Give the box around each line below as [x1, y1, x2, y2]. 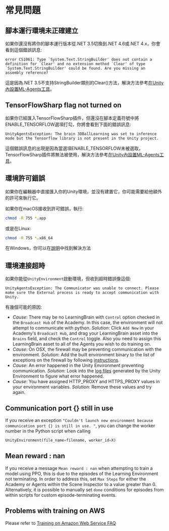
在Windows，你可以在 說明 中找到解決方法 [5, 245, 91, 251]
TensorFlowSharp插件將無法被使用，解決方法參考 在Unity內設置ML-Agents [5, 151, 160, 157]
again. [12, 389, 26, 395]
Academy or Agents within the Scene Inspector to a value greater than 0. [5, 481, 157, 487]
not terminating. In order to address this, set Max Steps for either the [5, 475, 146, 482]
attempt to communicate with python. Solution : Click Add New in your [12, 325, 154, 331]
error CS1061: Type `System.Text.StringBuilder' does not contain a [5, 57, 152, 62]
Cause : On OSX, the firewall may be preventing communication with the [12, 346, 162, 352]
